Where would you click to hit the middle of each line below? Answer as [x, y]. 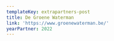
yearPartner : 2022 [29, 29]
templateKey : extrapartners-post [48, 12]
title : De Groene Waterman [40, 17]
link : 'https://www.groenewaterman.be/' [58, 23]
